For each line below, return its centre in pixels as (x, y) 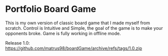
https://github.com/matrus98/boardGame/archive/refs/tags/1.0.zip (74, 48)
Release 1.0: (18, 43)
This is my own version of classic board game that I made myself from (78, 23)
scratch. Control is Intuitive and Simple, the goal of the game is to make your (84, 28)
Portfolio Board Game (51, 9)
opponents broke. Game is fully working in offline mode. (63, 33)
